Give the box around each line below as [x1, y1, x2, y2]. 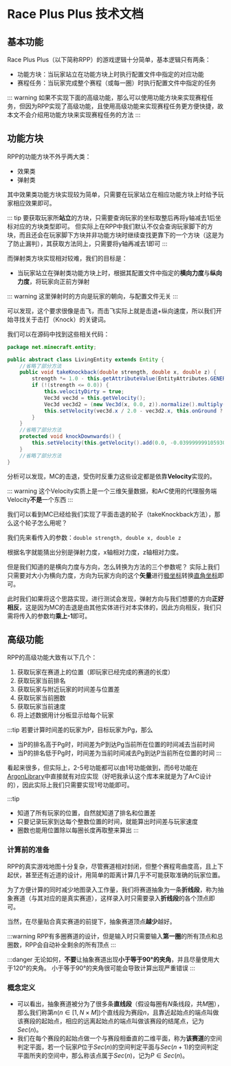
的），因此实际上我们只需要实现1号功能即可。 [7, 781, 133, 790]
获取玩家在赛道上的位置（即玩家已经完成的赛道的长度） [16, 668, 174, 676]
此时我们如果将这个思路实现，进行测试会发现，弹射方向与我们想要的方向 [7, 594, 212, 603]
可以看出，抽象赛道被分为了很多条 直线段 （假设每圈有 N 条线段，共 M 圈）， [16, 999, 223, 1007]
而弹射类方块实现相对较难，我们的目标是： [7, 254, 128, 262]
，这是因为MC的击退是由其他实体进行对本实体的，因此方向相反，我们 [19, 603, 216, 611]
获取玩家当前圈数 [16, 694, 66, 702]
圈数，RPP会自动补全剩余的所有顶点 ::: [7, 941, 116, 949]
